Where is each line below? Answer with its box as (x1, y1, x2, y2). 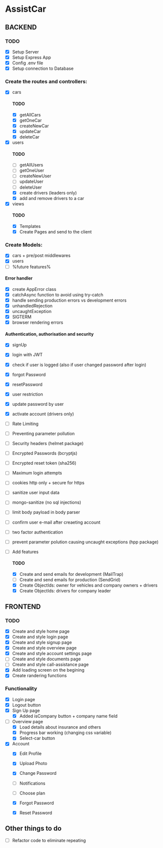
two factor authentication (12, 529, 64, 535)
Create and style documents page (12, 656, 81, 662)
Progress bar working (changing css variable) (19, 730, 112, 735)
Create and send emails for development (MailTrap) (19, 571, 124, 577)
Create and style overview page (12, 645, 77, 651)
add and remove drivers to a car (19, 195, 85, 201)
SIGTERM (12, 314, 32, 320)
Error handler (5, 275, 33, 281)
